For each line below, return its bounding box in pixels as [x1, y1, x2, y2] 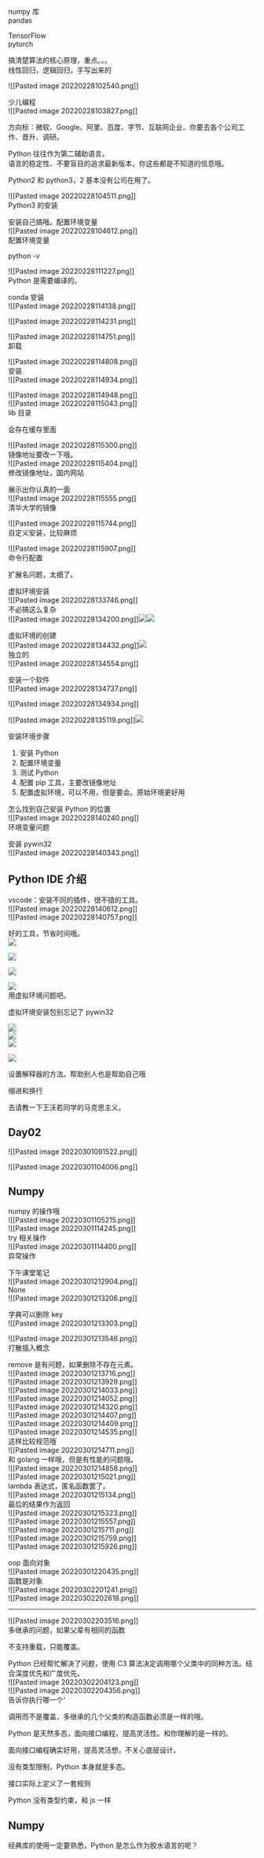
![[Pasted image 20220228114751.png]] [8, 332, 136, 341]
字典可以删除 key [8, 1310, 64, 1319]
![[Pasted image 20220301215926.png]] [8, 1542, 137, 1551]
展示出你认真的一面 [8, 485, 71, 494]
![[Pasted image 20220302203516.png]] [8, 1616, 139, 1626]
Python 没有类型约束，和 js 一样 [8, 1796, 112, 1805]
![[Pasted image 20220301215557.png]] [8, 1517, 136, 1526]
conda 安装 [8, 293, 45, 301]
